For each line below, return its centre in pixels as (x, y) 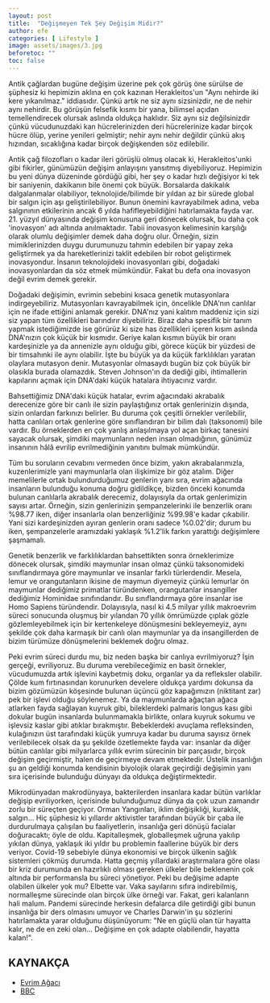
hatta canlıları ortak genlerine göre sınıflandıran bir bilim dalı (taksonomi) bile (135, 421)
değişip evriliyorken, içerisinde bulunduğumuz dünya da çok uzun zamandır (134, 800)
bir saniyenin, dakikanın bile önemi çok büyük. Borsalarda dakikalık (119, 184)
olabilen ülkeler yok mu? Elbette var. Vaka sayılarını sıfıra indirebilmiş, (123, 886)
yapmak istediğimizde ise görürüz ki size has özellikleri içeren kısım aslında (133, 329)
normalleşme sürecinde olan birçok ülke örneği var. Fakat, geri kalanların (129, 894)
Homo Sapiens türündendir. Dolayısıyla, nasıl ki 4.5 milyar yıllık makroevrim (132, 607)
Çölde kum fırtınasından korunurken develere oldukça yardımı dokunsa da (131, 682)
